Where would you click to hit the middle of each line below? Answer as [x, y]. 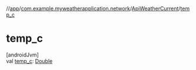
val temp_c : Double [29, 61]
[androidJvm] [23, 55]
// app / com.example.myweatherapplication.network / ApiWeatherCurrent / [93, 9]
